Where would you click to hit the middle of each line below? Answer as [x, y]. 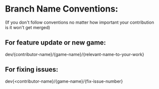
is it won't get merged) [28, 27]
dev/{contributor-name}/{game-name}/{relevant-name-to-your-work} [75, 54]
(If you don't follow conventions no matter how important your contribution [79, 22]
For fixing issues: [32, 69]
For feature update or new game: [56, 43]
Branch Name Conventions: [62, 9]
